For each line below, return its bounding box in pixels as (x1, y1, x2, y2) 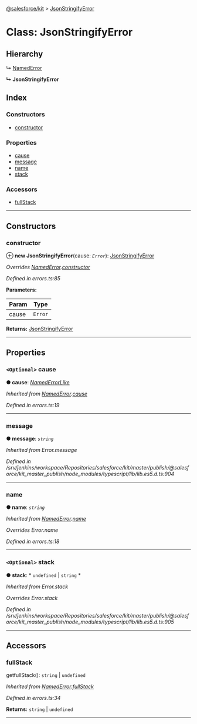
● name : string (6, 504, 45, 511)
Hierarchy (6, 49, 43, 59)
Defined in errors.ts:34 (6, 695, 61, 702)
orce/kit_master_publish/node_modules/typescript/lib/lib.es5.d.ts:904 (6, 470, 175, 477)
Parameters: (6, 286, 37, 293)
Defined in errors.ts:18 (6, 538, 60, 545)
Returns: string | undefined (6, 706, 73, 713)
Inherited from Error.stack (6, 583, 69, 590)
